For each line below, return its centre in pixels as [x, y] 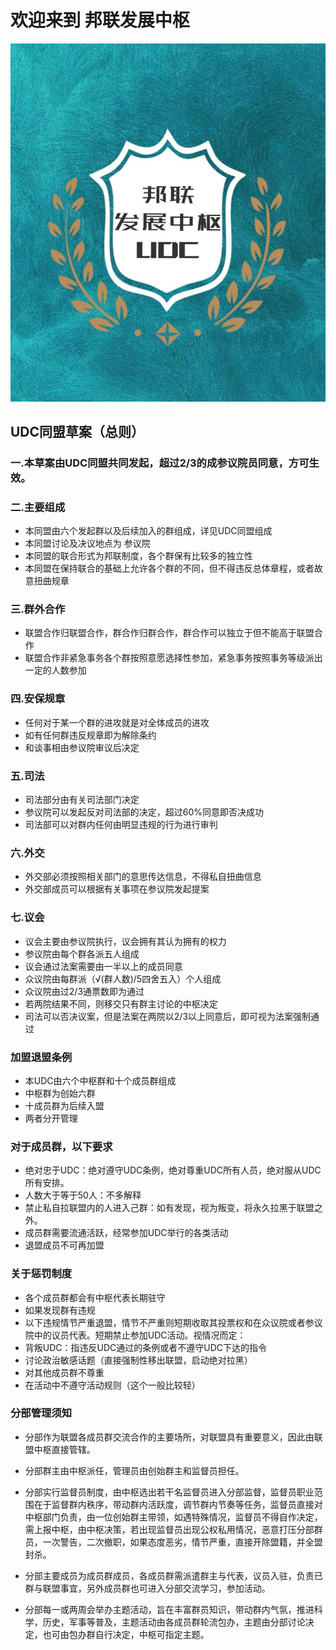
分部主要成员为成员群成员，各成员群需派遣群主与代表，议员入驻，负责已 [173, 1575]
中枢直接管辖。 [64, 1449]
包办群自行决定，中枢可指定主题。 [139, 1634]
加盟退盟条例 [41, 1057]
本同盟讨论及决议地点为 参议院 [87, 543]
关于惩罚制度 [41, 1274]
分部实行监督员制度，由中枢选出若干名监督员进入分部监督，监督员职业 [169, 1492]
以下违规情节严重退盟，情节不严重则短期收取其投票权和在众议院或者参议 [173, 1322]
